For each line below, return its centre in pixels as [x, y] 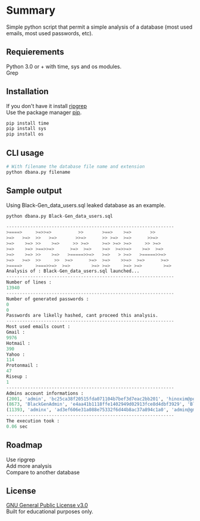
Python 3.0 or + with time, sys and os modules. [64, 66]
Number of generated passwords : [48, 299]
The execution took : [33, 421]
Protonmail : [22, 366]
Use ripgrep [21, 460]
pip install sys [26, 129]
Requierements [35, 52]
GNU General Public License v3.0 [47, 505]
